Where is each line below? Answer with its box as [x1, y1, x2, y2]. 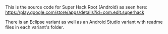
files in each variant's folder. [5, 24, 64, 30]
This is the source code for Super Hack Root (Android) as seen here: [5, 4, 148, 10]
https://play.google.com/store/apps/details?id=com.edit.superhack [5, 9, 145, 15]
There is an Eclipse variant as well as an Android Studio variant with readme [5, 19, 163, 25]
